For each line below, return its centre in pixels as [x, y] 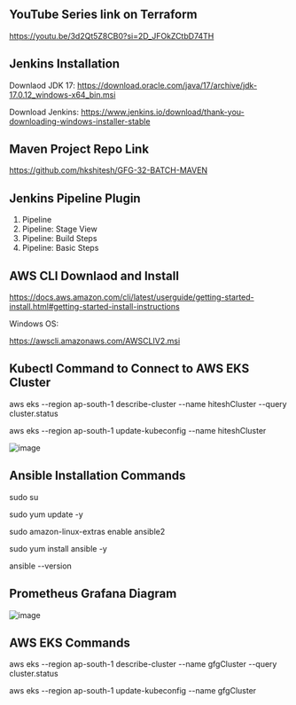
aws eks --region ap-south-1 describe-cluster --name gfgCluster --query [143, 664]
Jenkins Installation [65, 64]
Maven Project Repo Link [79, 149]
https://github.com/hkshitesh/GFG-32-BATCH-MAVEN [109, 170]
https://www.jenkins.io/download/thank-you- [163, 112]
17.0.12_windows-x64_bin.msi [62, 94]
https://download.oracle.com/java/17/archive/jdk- [167, 85]
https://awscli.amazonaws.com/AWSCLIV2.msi [95, 341]
